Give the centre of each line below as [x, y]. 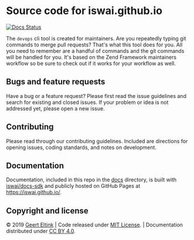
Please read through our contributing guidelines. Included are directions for [97, 141]
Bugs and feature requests [56, 82]
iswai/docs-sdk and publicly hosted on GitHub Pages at [73, 186]
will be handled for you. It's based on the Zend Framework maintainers [91, 57]
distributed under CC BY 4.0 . [41, 231]
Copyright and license [47, 210]
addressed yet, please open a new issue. [55, 108]
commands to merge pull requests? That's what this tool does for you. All [94, 45]
